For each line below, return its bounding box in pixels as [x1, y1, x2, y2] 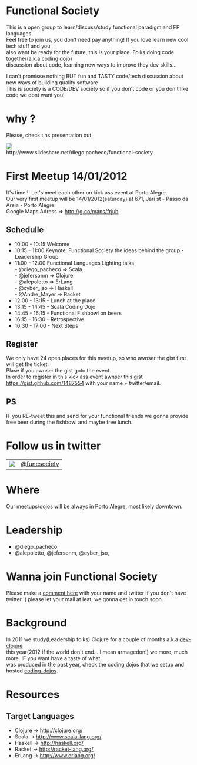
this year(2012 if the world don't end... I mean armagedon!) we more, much [6, 648, 188, 655]
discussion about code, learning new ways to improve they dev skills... [6, 61, 177, 68]
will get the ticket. [6, 361, 49, 368]
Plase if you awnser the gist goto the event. [6, 367, 111, 374]
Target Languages [6, 711, 75, 721]
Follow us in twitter [6, 439, 101, 453]
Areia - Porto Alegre [6, 202, 55, 209]
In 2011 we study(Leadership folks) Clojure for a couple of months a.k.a [6, 635, 178, 643]
